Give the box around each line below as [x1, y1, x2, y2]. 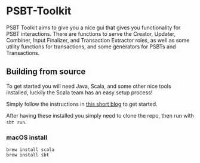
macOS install [6, 133, 48, 142]
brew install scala [6, 147, 55, 153]
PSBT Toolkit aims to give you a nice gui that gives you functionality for [6, 24, 181, 31]
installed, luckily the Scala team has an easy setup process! [6, 88, 153, 96]
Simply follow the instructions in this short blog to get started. [6, 100, 158, 107]
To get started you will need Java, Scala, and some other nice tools [6, 82, 171, 90]
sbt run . [6, 118, 27, 125]
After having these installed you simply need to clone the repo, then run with [6, 112, 194, 119]
